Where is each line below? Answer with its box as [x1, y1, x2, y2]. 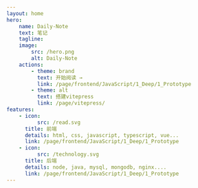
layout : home [6, 10, 44, 17]
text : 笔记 [19, 29, 48, 36]
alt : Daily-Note [31, 55, 78, 62]
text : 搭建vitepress [36, 94, 94, 101]
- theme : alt [31, 87, 69, 94]
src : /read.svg [36, 118, 80, 126]
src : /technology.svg [36, 151, 99, 158]
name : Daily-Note [19, 23, 69, 30]
